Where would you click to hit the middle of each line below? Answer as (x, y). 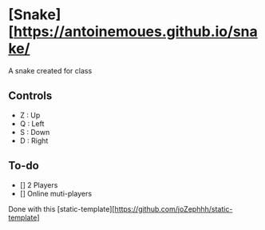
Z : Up (30, 115)
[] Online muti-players (56, 193)
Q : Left (32, 123)
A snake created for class (50, 70)
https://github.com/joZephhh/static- (174, 208)
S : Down (35, 132)
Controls (30, 96)
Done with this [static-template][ (61, 208)
